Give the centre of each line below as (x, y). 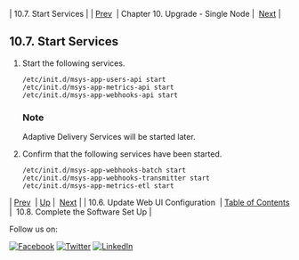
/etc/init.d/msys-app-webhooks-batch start (104, 171)
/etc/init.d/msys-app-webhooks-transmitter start (116, 178)
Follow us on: (33, 229)
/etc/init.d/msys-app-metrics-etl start (98, 186)
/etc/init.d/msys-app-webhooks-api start (100, 95)
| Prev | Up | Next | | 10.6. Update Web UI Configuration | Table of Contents (149, 203)
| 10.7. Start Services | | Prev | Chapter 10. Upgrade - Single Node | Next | (145, 14)
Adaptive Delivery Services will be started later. (109, 137)
